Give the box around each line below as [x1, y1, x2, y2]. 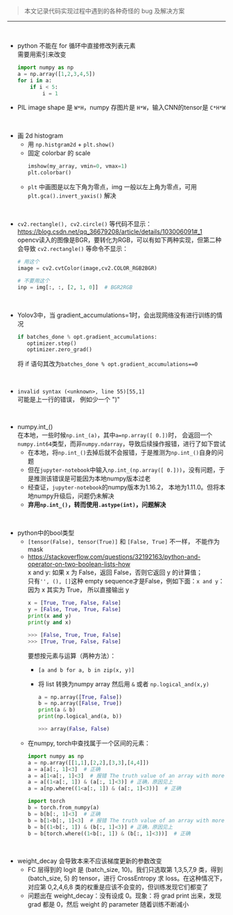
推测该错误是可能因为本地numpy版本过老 [33, 474, 151, 483]
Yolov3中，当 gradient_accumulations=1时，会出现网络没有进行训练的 [17, 311, 217, 319]
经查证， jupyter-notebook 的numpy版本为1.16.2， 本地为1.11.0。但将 [27, 483, 220, 492]
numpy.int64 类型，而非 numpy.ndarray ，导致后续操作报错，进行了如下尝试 [17, 439, 226, 448]
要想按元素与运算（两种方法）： [27, 651, 116, 660]
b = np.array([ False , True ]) [37, 700, 123, 707]
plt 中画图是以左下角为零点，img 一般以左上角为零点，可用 [27, 183, 198, 191]
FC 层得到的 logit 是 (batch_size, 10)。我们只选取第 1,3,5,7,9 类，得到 [27, 866, 223, 874]
